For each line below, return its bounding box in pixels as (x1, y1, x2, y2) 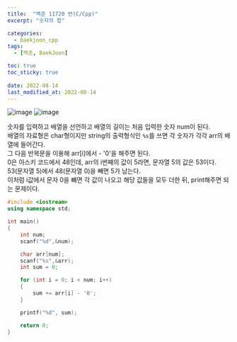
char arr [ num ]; (20, 251, 65, 258)
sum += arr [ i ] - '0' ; (33, 290, 97, 297)
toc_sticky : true (7, 69, 59, 76)
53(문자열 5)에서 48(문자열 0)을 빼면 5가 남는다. (7, 167, 141, 176)
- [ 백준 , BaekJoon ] (13, 50, 69, 57)
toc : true (7, 62, 37, 69)
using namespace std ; (7, 205, 71, 212)
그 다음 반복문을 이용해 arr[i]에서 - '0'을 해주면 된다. (7, 149, 151, 158)
